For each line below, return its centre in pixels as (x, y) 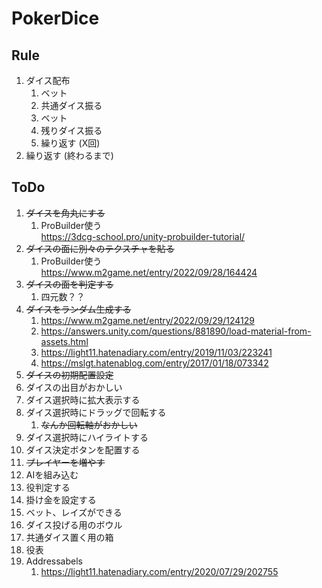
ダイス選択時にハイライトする (87, 437)
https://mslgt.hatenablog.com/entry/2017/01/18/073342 (154, 363)
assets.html (64, 341)
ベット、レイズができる (74, 512)
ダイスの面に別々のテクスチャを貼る (100, 248)
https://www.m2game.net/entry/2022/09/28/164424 (149, 272)
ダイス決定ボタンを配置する (83, 449)
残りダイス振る (71, 130)
